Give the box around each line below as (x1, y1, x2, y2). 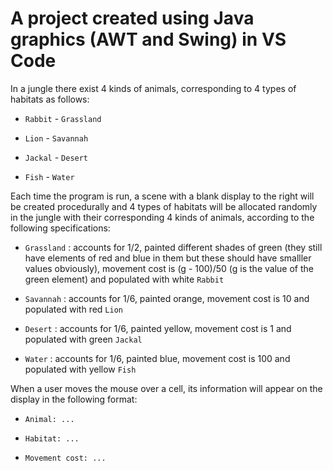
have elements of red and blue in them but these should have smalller (24, 252, 312, 264)
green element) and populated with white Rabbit (24, 273, 225, 285)
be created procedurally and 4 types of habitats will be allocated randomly (10, 200, 318, 212)
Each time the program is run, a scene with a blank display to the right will (10, 190, 315, 202)
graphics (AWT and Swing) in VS (10, 28, 287, 51)
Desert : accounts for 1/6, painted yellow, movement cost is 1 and (24, 322, 292, 334)
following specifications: (10, 222, 111, 234)
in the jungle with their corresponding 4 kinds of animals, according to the (10, 211, 315, 223)
